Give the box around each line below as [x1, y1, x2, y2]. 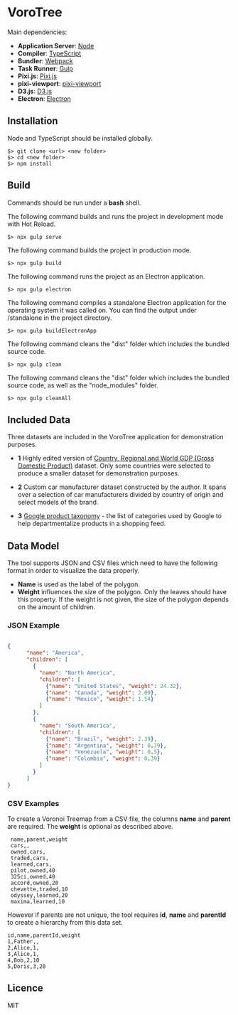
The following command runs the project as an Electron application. [7, 272, 205, 281]
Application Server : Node [17, 41, 94, 50]
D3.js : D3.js [17, 87, 53, 95]
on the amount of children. [17, 603, 96, 611]
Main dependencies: [7, 28, 67, 36]
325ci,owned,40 [10, 874, 55, 881]
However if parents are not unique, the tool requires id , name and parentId [7, 911, 227, 919]
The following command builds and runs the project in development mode [7, 212, 224, 220]
